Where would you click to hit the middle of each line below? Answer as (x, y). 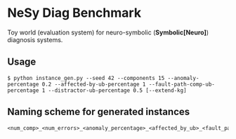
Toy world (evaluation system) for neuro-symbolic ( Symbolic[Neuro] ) (108, 32)
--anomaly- (183, 78)
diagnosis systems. (35, 39)
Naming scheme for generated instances (99, 112)
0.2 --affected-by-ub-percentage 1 (94, 84)
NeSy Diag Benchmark (74, 13)
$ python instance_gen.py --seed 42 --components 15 (86, 78)
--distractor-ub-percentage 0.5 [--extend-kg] (118, 90)
